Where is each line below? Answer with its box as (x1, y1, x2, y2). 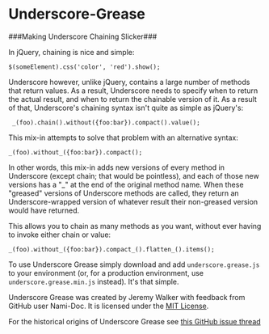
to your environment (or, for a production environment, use (8, 268, 204, 277)
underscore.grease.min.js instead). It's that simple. (8, 277, 179, 286)
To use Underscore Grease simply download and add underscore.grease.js (8, 260, 260, 269)
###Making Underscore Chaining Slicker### (8, 32, 158, 41)
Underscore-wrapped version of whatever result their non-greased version (8, 197, 258, 206)
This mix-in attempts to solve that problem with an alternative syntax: (8, 133, 238, 142)
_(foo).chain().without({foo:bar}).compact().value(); (11, 118, 200, 126)
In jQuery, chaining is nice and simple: (8, 47, 135, 57)
